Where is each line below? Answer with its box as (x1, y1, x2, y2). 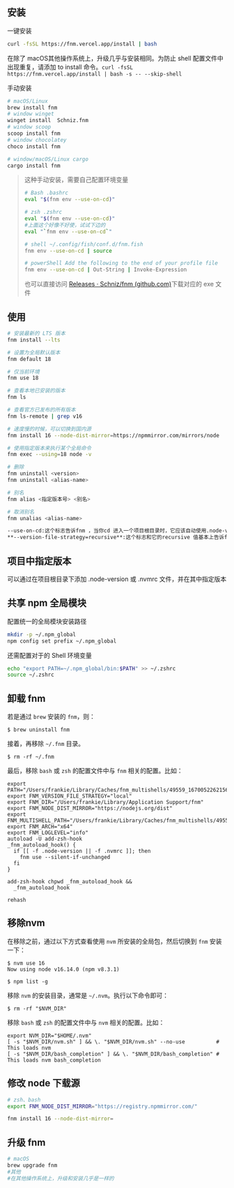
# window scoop (7, 124, 52, 131)
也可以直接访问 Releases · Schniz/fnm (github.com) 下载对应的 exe (24, 280, 214, 288)
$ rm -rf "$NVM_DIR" (7, 1005, 68, 1012)
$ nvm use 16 (7, 960, 45, 967)
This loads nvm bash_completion (7, 1057, 101, 1064)
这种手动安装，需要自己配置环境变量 (24, 175, 129, 184)
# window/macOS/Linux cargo (7, 156, 89, 163)
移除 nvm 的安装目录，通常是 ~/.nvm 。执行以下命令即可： (7, 991, 169, 999)
